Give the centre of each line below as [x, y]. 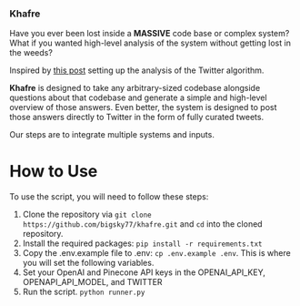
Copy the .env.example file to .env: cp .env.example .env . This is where [156, 253]
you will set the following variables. [88, 263]
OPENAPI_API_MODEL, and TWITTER [92, 282]
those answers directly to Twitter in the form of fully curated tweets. [137, 117]
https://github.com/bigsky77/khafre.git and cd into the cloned [142, 224]
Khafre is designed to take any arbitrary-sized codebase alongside [135, 88]
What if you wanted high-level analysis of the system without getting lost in [150, 43]
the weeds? [31, 53]
